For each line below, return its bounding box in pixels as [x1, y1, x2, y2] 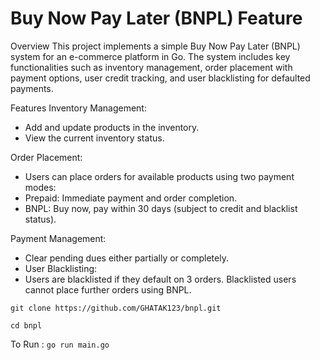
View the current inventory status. [24, 132, 165, 144]
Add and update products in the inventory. [24, 121, 200, 133]
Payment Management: [10, 232, 107, 244]
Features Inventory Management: [10, 102, 147, 114]
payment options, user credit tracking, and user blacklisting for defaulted [10, 72, 311, 84]
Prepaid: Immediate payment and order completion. [24, 192, 238, 204]
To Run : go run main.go [10, 338, 110, 350]
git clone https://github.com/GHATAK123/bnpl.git [10, 303, 222, 313]
